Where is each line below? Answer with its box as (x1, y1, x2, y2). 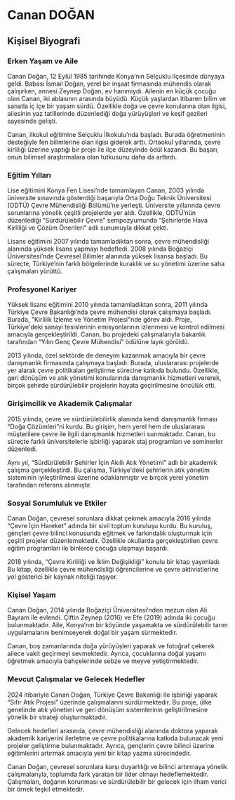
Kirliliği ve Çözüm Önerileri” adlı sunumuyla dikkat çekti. (7, 223, 169, 232)
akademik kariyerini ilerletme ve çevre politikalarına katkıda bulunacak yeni (7, 734, 224, 742)
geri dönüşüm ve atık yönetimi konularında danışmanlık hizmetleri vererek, (7, 374, 222, 382)
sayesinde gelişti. (7, 117, 58, 125)
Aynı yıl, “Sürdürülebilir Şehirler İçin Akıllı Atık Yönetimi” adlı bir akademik (7, 458, 217, 466)
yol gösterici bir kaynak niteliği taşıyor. (7, 572, 118, 581)
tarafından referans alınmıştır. (7, 480, 93, 489)
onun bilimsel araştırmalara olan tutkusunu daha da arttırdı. (7, 152, 177, 161)
